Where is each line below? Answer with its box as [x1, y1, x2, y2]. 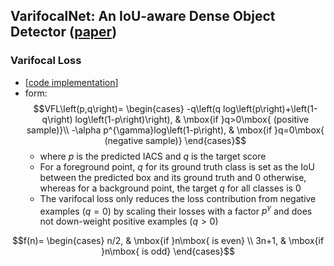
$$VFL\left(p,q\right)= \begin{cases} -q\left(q [33, 102, 222, 114]
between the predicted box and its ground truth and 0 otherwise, [39, 171, 307, 183]
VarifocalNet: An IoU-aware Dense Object [10, 8, 276, 25]
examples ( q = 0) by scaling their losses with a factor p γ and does [39, 203, 313, 217]
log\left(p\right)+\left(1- [223, 102, 318, 114]
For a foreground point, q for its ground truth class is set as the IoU [39, 160, 315, 173]
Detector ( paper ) [10, 24, 118, 41]
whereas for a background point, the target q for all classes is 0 [39, 182, 302, 194]
